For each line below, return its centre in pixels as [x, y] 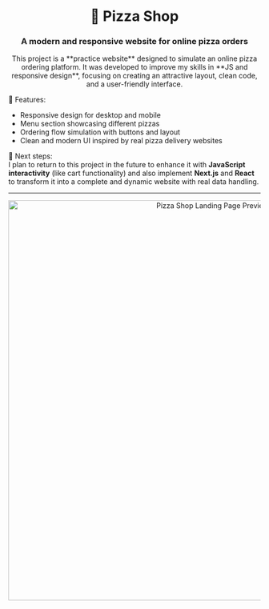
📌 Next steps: [30, 156]
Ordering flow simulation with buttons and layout [100, 132]
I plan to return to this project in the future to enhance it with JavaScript [127, 165]
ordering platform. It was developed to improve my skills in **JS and [134, 67]
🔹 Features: [27, 100]
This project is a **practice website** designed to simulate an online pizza [134, 58]
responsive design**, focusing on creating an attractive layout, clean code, [134, 76]
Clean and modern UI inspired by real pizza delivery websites [121, 141]
